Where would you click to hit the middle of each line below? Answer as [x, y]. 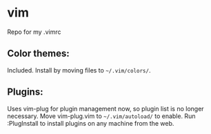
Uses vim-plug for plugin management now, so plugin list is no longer [106, 108]
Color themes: [39, 54]
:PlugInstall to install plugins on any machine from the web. [91, 123]
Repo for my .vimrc [34, 32]
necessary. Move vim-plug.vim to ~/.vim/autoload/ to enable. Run [101, 116]
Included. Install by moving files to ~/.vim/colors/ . [79, 70]
